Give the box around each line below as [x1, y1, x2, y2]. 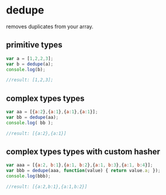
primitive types [6, 40, 63, 50]
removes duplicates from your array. [6, 23, 94, 30]
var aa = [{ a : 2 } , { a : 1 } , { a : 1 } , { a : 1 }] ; [6, 109, 98, 115]
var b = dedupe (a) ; [6, 61, 54, 67]
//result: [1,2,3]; [6, 77, 54, 83]
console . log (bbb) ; [6, 173, 51, 179]
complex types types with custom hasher [6, 146, 161, 156]
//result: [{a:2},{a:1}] [6, 130, 67, 136]
